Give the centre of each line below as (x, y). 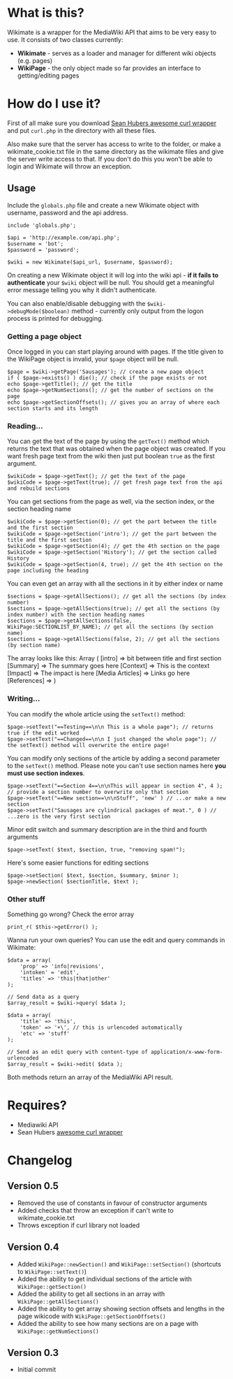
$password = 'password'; (43, 250)
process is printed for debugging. (55, 318)
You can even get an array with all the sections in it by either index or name (115, 584)
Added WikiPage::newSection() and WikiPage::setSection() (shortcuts (119, 1264)
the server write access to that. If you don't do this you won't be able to (110, 159)
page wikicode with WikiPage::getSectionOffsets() (91, 1316)
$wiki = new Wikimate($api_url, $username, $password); (90, 262)
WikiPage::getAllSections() (58, 1301)
